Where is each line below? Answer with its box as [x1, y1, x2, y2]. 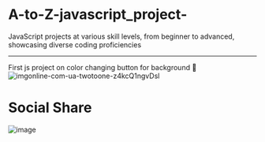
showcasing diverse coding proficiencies [8, 39, 142, 49]
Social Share [8, 99, 92, 117]
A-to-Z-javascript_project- [8, 6, 188, 24]
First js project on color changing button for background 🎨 [8, 62, 197, 72]
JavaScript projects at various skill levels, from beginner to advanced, [8, 32, 235, 41]
